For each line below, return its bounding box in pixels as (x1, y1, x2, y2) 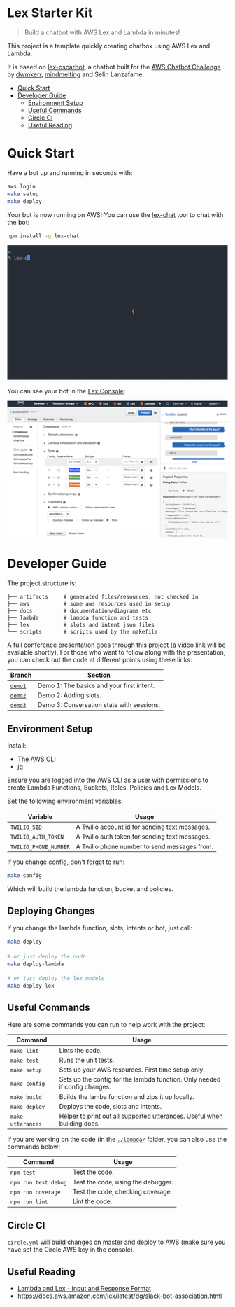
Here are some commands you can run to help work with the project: (7, 1020, 206, 1028)
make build (10, 1093, 42, 1100)
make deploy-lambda (7, 960, 64, 967)
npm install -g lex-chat (7, 232, 80, 239)
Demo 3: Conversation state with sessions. (37, 701, 161, 709)
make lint (10, 1047, 39, 1054)
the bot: (7, 218, 30, 226)
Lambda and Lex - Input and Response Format (17, 1285, 152, 1293)
